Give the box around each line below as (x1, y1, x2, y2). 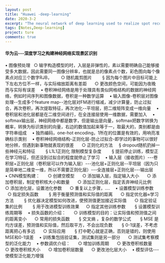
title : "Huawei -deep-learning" (5, 12, 71, 17)
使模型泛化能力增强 (5, 253, 44, 259)
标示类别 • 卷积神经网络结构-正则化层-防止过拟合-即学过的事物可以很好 (9, 136, 158, 142)
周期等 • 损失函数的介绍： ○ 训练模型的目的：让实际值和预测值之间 (9, 210, 157, 216)
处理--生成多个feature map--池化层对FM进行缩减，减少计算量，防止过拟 (5, 99, 152, 105)
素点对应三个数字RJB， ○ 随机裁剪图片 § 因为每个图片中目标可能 (5, 75, 154, 81)
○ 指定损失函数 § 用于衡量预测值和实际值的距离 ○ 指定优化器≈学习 (7, 191, 159, 197)
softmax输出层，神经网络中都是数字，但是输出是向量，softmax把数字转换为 (5, 117, 158, 123)
